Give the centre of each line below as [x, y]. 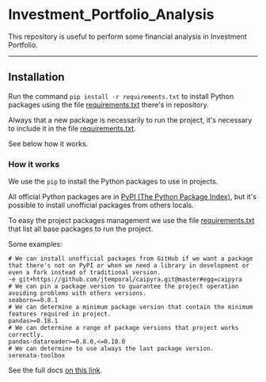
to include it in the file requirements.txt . [72, 128]
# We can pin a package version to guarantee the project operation [123, 286]
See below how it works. [48, 143]
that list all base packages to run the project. [81, 229]
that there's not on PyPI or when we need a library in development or [129, 266]
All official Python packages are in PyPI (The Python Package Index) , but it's [133, 197]
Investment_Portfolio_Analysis [111, 15]
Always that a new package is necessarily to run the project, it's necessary [130, 119]
